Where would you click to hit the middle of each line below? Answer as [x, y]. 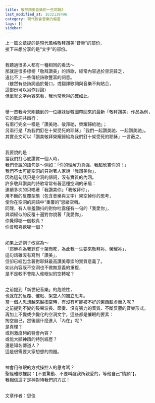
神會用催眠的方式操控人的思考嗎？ [40, 367]
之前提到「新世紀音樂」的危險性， [40, 290]
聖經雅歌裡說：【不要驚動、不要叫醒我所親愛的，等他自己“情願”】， [72, 374]
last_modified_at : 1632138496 [36, 14]
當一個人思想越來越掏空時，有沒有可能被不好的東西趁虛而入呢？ [70, 302]
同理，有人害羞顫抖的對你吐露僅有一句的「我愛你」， [58, 208]
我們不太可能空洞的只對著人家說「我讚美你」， [52, 171]
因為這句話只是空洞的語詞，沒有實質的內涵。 [51, 177]
